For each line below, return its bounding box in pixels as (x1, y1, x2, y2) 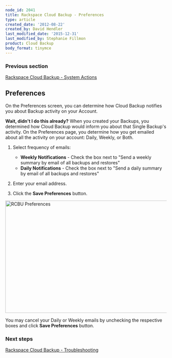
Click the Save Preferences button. (12, 190, 88, 196)
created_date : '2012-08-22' (5, 22, 66, 27)
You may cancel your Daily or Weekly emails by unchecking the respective (5, 317, 162, 323)
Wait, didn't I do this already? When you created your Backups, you (5, 118, 149, 124)
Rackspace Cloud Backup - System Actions (5, 74, 97, 80)
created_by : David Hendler (5, 27, 63, 32)
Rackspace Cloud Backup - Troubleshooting (5, 347, 99, 353)
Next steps (5, 335, 33, 342)
